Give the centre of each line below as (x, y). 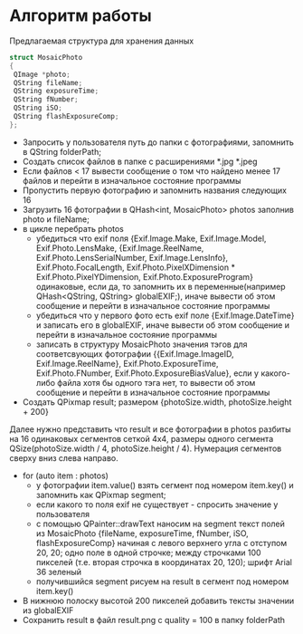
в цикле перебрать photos (73, 228)
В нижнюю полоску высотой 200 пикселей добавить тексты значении (158, 600)
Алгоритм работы (80, 16)
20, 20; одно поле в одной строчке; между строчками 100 (148, 552)
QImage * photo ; (42, 74)
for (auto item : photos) (65, 475)
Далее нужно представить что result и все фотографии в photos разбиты (150, 429)
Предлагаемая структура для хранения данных (102, 41)
